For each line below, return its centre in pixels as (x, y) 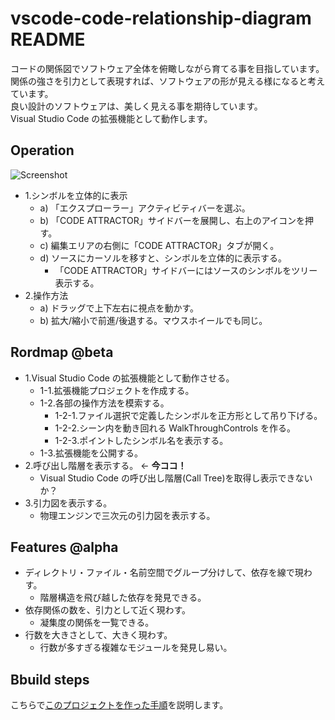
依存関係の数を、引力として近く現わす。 (107, 610)
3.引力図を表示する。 (68, 503)
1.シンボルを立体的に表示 (76, 195)
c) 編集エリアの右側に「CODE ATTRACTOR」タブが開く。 (159, 245)
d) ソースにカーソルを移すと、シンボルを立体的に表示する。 (163, 258)
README (48, 39)
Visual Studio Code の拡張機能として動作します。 (111, 118)
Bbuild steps (50, 679)
